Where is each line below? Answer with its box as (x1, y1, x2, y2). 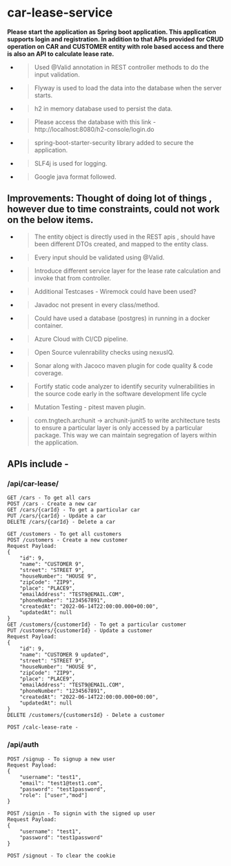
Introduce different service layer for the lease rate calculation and (34, 266, 221, 275)
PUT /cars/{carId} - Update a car (7, 513, 107, 520)
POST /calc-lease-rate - (7, 724, 79, 731)
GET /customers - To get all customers (7, 531, 122, 538)
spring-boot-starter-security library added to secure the (34, 138, 194, 146)
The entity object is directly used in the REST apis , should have (34, 233, 216, 241)
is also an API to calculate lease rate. (7, 50, 114, 58)
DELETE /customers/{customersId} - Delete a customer (7, 712, 165, 719)
